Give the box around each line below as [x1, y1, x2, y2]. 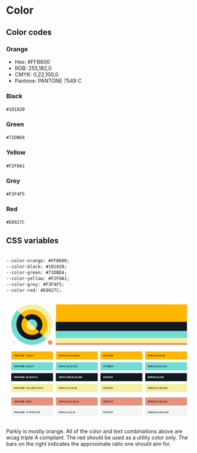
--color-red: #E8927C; [6, 288, 62, 294]
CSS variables [6, 235, 59, 246]
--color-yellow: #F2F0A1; [6, 276, 70, 282]
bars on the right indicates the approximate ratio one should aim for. [6, 441, 171, 448]
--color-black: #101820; [6, 264, 67, 270]
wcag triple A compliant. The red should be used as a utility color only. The [6, 434, 188, 441]
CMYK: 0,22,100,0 [14, 70, 59, 78]
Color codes [6, 27, 52, 37]
